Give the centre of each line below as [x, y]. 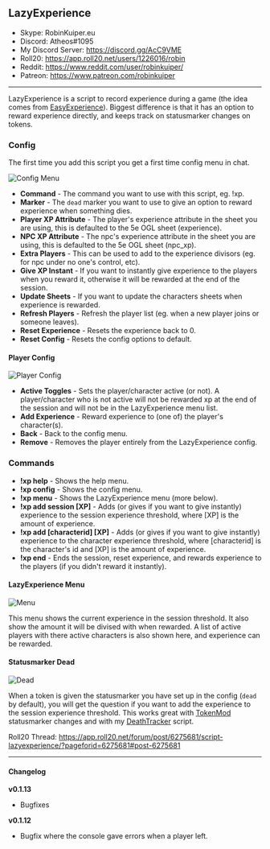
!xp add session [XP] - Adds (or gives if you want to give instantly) [131, 506]
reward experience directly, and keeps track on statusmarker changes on [129, 115]
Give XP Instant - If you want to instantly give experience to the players [139, 271]
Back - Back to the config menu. [74, 434]
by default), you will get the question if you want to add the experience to [130, 704]
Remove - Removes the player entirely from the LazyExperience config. [139, 443]
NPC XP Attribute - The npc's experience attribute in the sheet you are [137, 237]
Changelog [27, 771]
